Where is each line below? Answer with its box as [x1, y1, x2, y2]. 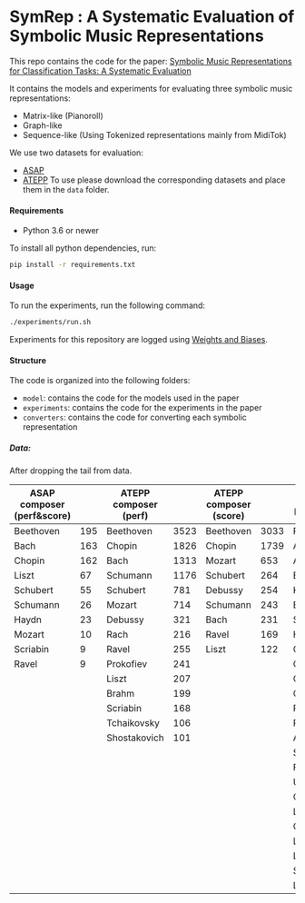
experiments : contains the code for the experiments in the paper [22, 402, 262, 413]
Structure [9, 354, 47, 365]
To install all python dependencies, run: [9, 243, 157, 253]
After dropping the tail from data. [9, 465, 133, 476]
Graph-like [22, 120, 63, 131]
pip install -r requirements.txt [9, 261, 136, 270]
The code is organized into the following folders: [9, 375, 191, 386]
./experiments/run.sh [9, 318, 92, 327]
